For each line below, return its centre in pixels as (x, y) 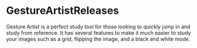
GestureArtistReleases (62, 11)
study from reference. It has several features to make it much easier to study (98, 32)
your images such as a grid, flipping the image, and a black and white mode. (98, 39)
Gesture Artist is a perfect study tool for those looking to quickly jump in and (98, 27)
